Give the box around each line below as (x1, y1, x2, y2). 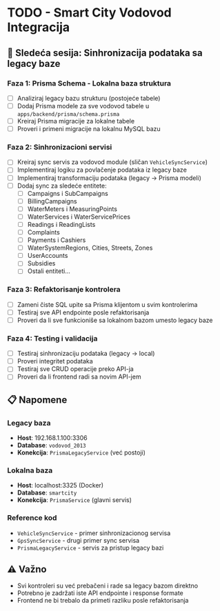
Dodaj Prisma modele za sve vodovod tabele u (17, 101, 150, 110)
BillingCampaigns (27, 197, 77, 205)
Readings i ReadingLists (27, 220, 96, 228)
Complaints (27, 228, 60, 236)
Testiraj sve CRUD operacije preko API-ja (17, 365, 134, 373)
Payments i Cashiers (27, 236, 86, 244)
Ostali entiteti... (27, 267, 70, 275)
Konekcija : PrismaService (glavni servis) (17, 496, 132, 504)
